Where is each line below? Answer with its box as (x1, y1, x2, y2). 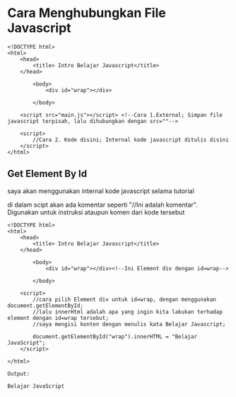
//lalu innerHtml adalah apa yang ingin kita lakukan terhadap (33, 308, 223, 316)
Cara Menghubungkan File (7, 5, 166, 21)
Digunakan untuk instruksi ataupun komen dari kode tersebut (7, 207, 185, 217)
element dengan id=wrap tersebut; (7, 314, 110, 321)
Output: (7, 370, 30, 377)
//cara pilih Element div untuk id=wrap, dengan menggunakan (33, 296, 217, 303)
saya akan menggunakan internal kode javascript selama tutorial (7, 186, 194, 195)
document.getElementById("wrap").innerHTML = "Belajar (33, 333, 198, 340)
